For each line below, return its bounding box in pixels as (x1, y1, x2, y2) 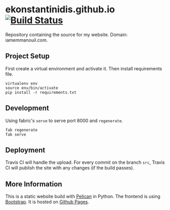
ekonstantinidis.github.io (5, 4, 115, 15)
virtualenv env (5, 81, 38, 86)
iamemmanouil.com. (5, 37, 48, 43)
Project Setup (5, 52, 50, 61)
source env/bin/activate (5, 85, 58, 90)
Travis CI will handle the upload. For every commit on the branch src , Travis (5, 159, 165, 165)
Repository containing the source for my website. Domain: (5, 31, 128, 37)
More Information (5, 180, 62, 188)
